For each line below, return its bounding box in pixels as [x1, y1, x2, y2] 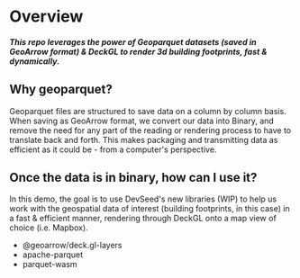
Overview [9, 6, 84, 27]
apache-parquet [22, 249, 84, 260]
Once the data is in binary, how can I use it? [9, 169, 258, 185]
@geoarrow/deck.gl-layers [22, 240, 123, 251]
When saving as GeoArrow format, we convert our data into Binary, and [9, 115, 275, 126]
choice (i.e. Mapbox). [9, 222, 88, 233]
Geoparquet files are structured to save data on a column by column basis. [9, 105, 286, 116]
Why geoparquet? [9, 82, 113, 97]
